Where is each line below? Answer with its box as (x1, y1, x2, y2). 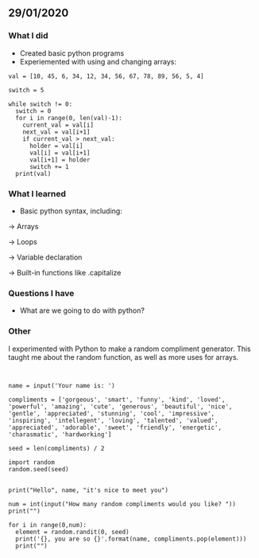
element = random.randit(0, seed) (15, 528, 129, 536)
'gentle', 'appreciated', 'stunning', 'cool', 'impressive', (8, 409, 215, 417)
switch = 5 (8, 86, 44, 94)
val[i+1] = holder (29, 155, 91, 164)
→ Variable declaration (8, 252, 83, 262)
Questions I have (8, 287, 75, 299)
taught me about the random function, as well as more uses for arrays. (8, 352, 239, 361)
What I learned (8, 188, 66, 199)
